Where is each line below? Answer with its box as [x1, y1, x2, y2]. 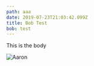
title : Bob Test [6, 20, 47, 26]
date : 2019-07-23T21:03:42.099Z [6, 14, 88, 20]
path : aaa [6, 8, 32, 15]
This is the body [6, 42, 47, 49]
